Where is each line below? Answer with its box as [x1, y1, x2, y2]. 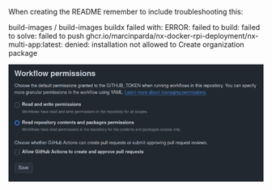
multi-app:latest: [8, 40, 63, 49]
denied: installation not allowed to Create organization [64, 40, 244, 49]
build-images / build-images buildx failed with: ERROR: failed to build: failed [8, 23, 261, 32]
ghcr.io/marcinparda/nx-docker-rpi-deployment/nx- [86, 32, 259, 40]
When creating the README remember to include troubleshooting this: [8, 7, 244, 16]
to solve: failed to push [8, 32, 85, 40]
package [8, 49, 38, 57]
